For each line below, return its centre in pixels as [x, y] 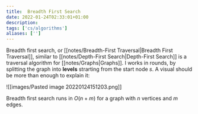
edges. [15, 105]
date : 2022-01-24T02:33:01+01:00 [47, 17]
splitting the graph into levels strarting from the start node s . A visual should [99, 69]
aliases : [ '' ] [24, 34]
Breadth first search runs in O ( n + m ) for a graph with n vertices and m [92, 99]
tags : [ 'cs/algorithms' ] [37, 28]
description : [22, 22]
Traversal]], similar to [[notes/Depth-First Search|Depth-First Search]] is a [96, 57]
